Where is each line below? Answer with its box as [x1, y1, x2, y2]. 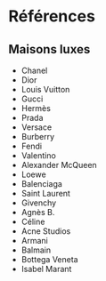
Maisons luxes [8, 42, 91, 57]
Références [8, 6, 95, 27]
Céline [20, 216, 45, 227]
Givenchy [20, 197, 57, 208]
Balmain [20, 245, 51, 255]
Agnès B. [20, 207, 55, 217]
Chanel [20, 65, 48, 76]
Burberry [20, 132, 55, 141]
